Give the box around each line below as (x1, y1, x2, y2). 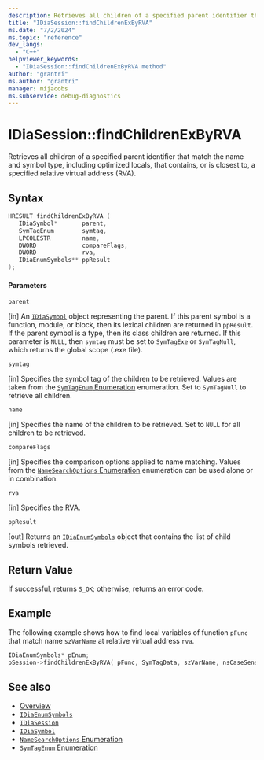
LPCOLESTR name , (18, 234, 101, 242)
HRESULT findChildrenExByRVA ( (8, 212, 111, 220)
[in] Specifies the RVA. (8, 503, 81, 512)
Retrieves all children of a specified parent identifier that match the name (8, 152, 244, 161)
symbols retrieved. (8, 540, 69, 550)
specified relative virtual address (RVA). (8, 168, 136, 178)
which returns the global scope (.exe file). (8, 345, 143, 355)
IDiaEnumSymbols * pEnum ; (8, 651, 90, 659)
